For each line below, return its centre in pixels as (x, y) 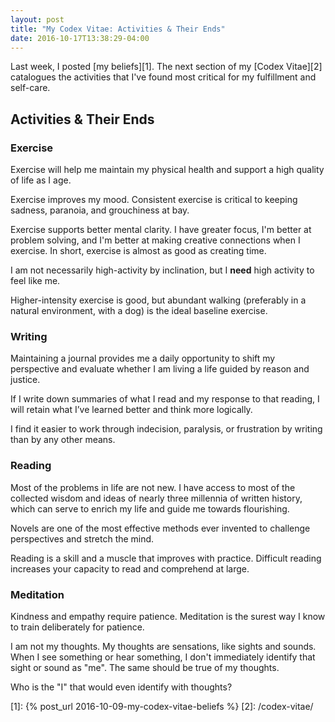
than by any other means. (63, 440)
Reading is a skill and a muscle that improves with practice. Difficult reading (166, 558)
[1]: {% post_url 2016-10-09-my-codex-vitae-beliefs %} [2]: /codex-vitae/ (162, 706)
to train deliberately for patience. (77, 627)
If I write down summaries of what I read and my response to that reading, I (165, 399)
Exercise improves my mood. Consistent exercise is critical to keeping (154, 200)
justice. (25, 380)
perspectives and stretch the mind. (82, 538)
